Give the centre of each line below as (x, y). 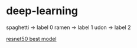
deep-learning (42, 11)
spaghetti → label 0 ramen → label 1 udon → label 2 (68, 27)
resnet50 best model (32, 39)
